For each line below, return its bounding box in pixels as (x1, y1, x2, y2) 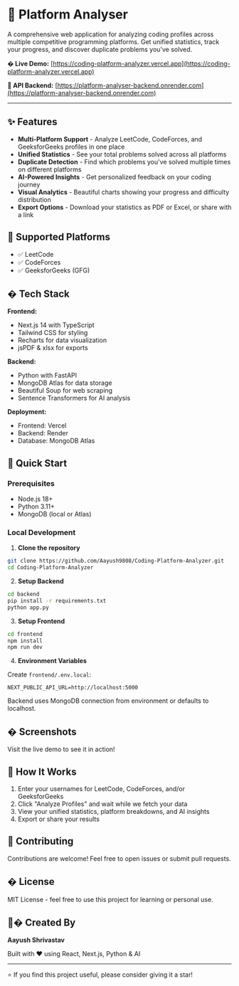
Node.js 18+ (17, 494, 53, 504)
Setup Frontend (17, 617, 65, 625)
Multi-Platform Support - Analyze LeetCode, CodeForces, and (17, 134, 203, 143)
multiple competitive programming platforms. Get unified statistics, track (7, 37, 220, 46)
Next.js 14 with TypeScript (17, 321, 95, 329)
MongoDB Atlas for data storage (17, 378, 112, 387)
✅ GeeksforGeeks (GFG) (17, 266, 90, 275)
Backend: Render (17, 429, 69, 438)
